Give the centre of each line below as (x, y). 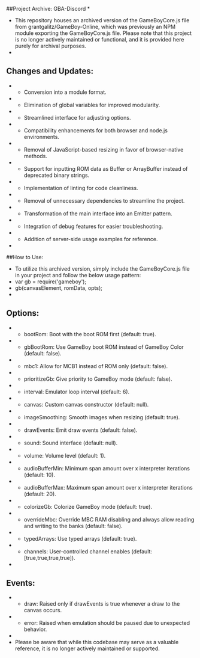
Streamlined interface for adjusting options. (77, 117)
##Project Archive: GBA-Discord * (48, 9)
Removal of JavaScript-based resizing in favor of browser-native (104, 149)
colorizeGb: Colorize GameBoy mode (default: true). (88, 506)
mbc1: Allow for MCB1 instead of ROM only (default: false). (96, 366)
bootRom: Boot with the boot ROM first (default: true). (90, 334)
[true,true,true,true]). (50, 558)
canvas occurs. (43, 610)
